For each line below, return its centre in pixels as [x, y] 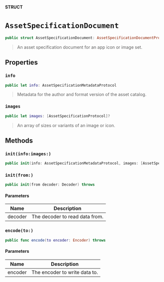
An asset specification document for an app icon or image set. [80, 47]
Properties [21, 63]
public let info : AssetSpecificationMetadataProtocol [61, 85]
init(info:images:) [28, 154]
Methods [19, 141]
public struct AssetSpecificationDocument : [50, 38]
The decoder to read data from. [67, 217]
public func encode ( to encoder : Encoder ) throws [55, 240]
